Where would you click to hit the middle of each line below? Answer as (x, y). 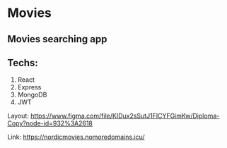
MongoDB (32, 95)
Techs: (23, 62)
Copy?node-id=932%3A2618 (50, 123)
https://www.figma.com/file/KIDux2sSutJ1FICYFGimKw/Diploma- (125, 116)
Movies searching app (57, 39)
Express (29, 87)
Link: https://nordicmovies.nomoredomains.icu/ (76, 137)
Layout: (18, 116)
